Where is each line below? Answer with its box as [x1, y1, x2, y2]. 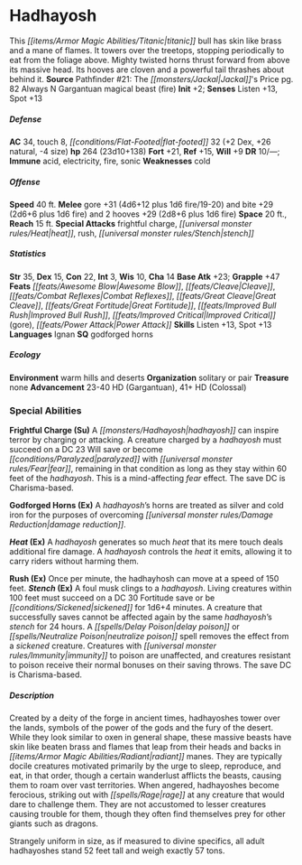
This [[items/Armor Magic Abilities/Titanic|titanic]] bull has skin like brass [9, 35, 282, 46]
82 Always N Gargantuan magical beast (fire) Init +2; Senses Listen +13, [9, 83, 278, 94]
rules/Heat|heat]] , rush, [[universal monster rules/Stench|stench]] [9, 228, 254, 238]
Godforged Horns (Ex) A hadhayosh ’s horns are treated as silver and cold [9, 500, 284, 511]
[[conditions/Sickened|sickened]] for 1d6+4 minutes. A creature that [9, 602, 263, 613]
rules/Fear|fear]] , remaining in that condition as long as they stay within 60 [9, 463, 287, 474]
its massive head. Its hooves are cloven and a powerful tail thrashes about [9, 64, 285, 75]
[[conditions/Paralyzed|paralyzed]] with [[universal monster [9, 453, 233, 465]
